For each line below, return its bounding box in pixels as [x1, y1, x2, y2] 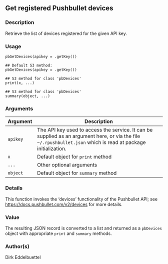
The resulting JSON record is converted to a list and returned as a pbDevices [5, 225, 162, 231]
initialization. [37, 145, 66, 152]
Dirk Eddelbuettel [5, 254, 41, 260]
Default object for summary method [37, 169, 117, 176]
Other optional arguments [37, 161, 97, 168]
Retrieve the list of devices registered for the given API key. [5, 30, 127, 36]
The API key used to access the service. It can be [37, 126, 153, 133]
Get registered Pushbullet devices [5, 4, 113, 12]
